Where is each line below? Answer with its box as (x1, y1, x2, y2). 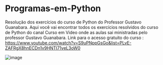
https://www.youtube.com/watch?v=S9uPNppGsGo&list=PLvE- (5, 40, 132, 45)
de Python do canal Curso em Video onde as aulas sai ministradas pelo (5, 29, 148, 35)
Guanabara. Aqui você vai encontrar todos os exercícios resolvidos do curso (5, 24, 159, 30)
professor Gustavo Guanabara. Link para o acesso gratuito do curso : (5, 35, 144, 41)
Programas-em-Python (5, 3, 101, 14)
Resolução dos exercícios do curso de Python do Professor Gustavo (5, 19, 142, 25)
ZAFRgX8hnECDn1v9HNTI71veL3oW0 (5, 45, 81, 51)
